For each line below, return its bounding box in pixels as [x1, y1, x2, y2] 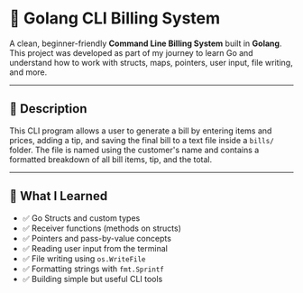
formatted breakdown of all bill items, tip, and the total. [9, 153, 213, 165]
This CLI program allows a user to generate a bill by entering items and [9, 125, 272, 136]
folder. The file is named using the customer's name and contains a [9, 144, 260, 155]
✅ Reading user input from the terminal [22, 243, 169, 253]
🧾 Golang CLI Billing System [9, 8, 221, 29]
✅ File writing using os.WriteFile [22, 252, 146, 264]
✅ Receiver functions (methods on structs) [22, 223, 182, 233]
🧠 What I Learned [9, 188, 108, 204]
